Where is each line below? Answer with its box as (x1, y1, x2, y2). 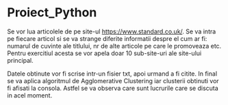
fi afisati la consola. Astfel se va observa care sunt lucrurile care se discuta (7, 84, 219, 92)
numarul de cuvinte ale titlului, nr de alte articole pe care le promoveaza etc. (7, 42, 222, 50)
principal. (7, 56, 34, 64)
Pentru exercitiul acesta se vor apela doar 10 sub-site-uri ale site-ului (7, 49, 202, 57)
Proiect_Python (7, 5, 97, 20)
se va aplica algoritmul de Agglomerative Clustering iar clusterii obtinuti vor (7, 76, 219, 85)
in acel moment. (7, 91, 53, 100)
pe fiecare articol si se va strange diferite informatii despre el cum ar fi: (7, 34, 207, 42)
